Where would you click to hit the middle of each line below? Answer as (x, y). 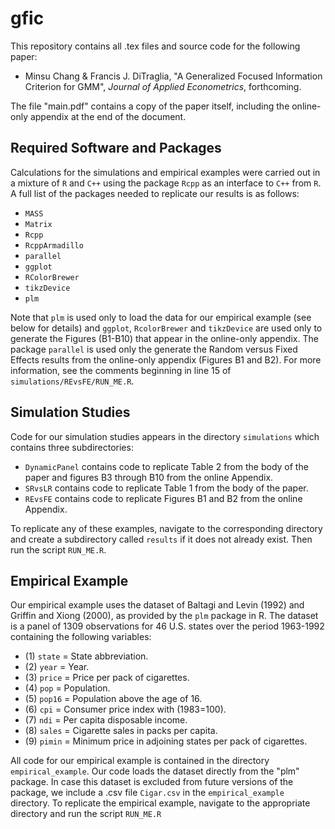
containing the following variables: (81, 637)
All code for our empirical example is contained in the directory (140, 761)
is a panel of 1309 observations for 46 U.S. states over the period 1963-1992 (167, 626)
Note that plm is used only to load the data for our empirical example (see (161, 317)
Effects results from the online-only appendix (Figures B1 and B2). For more (166, 359)
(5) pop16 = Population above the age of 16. (113, 699)
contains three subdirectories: (72, 447)
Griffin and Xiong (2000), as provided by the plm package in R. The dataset (164, 616)
